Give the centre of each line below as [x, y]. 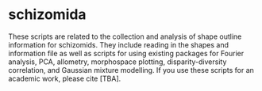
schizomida [47, 15]
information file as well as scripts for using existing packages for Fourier [126, 53]
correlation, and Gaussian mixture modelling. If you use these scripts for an [131, 70]
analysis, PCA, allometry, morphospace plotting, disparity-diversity [118, 62]
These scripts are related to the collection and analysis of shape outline [125, 36]
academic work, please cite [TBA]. [65, 78]
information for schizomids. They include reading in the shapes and [118, 44]
